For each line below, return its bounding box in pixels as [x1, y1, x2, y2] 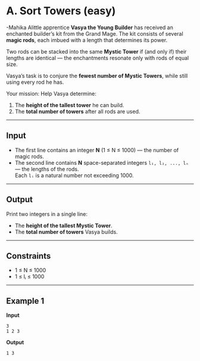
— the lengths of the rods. [14, 165, 79, 172]
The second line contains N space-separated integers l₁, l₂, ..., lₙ [14, 159, 189, 166]
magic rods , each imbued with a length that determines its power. [6, 36, 168, 43]
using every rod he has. [6, 79, 64, 86]
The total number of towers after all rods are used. [14, 108, 140, 115]
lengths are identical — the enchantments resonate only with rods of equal [6, 54, 189, 61]
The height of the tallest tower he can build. [14, 101, 124, 108]
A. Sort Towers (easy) [6, 4, 116, 18]
